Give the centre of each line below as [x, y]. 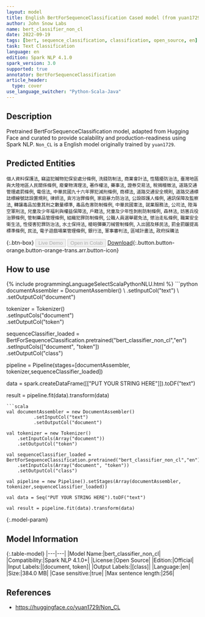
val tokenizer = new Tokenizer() [49, 433]
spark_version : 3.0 [31, 63]
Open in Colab [86, 243]
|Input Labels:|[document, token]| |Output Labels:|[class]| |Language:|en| [99, 567]
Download [120, 242]
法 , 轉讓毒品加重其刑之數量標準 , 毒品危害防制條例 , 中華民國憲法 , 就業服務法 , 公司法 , [97, 204]
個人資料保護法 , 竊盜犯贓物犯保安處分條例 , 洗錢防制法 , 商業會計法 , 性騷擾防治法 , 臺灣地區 [103, 178]
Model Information [42, 539]
